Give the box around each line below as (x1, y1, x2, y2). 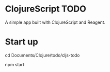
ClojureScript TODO (5, 3, 86, 14)
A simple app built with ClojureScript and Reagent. (5, 19, 106, 25)
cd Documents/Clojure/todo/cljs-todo (5, 52, 80, 58)
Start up (5, 36, 38, 47)
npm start (5, 61, 25, 67)
